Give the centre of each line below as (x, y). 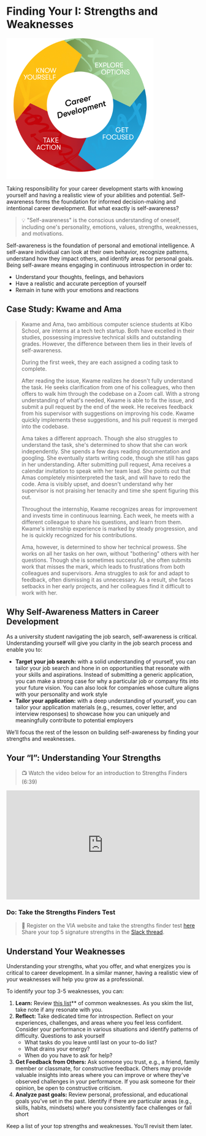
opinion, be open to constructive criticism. (68, 1088)
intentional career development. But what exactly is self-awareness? (93, 208)
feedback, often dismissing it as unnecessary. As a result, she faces (107, 580)
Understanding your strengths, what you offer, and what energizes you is (99, 966)
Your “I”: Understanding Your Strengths (84, 758)
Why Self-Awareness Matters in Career (83, 612)
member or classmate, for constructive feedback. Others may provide (103, 1068)
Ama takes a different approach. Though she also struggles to (99, 438)
